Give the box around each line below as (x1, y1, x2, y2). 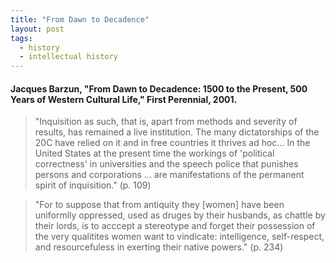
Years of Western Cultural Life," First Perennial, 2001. (10, 93, 238, 105)
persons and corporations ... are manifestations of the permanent (34, 169, 305, 181)
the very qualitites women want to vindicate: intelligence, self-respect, (34, 231, 325, 243)
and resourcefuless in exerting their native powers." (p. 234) (34, 241, 284, 253)
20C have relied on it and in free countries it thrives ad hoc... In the (34, 137, 311, 149)
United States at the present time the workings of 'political (34, 147, 275, 160)
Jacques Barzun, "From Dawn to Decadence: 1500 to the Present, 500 (10, 82, 308, 95)
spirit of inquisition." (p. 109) (34, 179, 152, 191)
